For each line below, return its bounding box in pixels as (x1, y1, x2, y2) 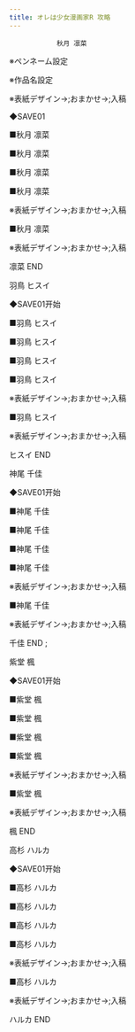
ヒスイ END (9, 449, 51, 460)
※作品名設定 (9, 74, 53, 85)
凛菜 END (9, 260, 44, 271)
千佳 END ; (9, 637, 49, 648)
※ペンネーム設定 (9, 55, 69, 66)
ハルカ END (9, 1013, 51, 1024)
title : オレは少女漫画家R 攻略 (9, 12, 111, 22)
